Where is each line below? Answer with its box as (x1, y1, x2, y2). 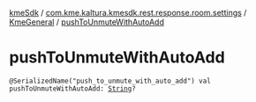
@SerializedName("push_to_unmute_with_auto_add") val (9, 76, 212, 85)
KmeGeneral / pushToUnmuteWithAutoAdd (9, 17, 165, 27)
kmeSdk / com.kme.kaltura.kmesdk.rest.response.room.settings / (9, 8, 247, 18)
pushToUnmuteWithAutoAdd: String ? (9, 84, 137, 93)
